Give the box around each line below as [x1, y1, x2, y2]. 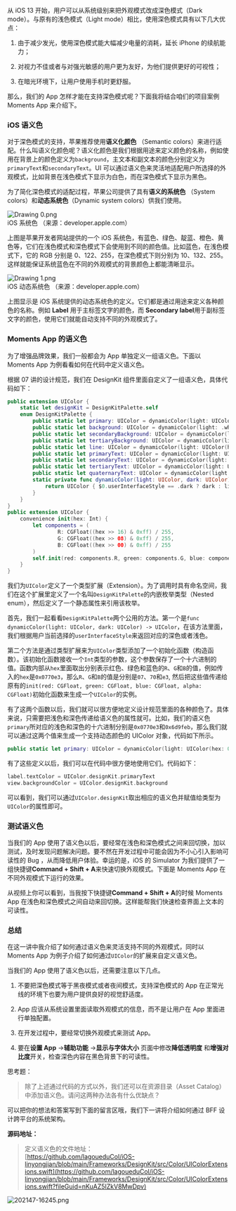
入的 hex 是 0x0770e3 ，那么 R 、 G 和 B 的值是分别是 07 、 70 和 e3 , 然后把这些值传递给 [7, 673, 228, 681]
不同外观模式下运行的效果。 [7, 874, 88, 882]
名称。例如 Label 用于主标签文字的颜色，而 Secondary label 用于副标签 [19, 306, 225, 315]
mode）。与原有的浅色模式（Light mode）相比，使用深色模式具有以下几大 [7, 15, 220, 23]
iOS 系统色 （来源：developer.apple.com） [7, 218, 131, 227]
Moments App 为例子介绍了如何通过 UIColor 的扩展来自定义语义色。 [7, 951, 202, 960]
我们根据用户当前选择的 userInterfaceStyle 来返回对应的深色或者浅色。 [7, 631, 212, 640]
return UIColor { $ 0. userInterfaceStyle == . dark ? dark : [44, 483, 221, 490]
